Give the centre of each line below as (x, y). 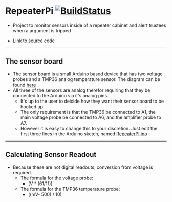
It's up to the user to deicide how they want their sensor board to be (92, 101)
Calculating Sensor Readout (51, 155)
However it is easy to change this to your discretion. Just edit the (89, 128)
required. (22, 172)
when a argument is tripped (42, 30)
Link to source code (34, 41)
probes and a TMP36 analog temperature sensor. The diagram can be (86, 79)
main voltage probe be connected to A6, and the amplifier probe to (91, 117)
